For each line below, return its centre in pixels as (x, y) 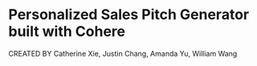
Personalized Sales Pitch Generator (129, 15)
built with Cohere (67, 31)
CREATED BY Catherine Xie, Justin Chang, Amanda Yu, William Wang (123, 53)
